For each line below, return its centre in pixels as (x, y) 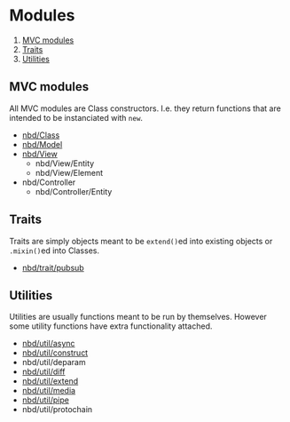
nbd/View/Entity (65, 163)
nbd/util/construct (55, 353)
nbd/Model (42, 144)
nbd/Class (41, 135)
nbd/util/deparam (54, 362)
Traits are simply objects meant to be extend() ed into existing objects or (141, 241)
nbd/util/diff (43, 372)
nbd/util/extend (50, 381)
